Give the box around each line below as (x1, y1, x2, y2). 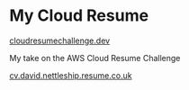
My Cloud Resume (9, 5, 149, 26)
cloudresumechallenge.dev (9, 35, 111, 46)
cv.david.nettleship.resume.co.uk (9, 69, 132, 81)
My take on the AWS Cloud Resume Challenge (9, 52, 181, 63)
